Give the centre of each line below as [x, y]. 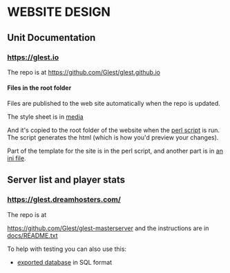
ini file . [17, 158]
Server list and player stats [66, 180]
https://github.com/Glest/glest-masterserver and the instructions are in [108, 228]
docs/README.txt [32, 235]
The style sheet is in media [46, 117]
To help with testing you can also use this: [67, 249]
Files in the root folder [39, 88]
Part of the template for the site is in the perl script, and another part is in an [115, 151]
